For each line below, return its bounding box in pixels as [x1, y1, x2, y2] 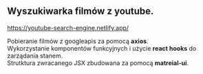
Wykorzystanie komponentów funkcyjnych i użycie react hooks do [7, 44, 197, 52]
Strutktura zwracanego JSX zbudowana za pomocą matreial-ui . [7, 58, 189, 67]
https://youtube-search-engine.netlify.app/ [7, 23, 129, 32]
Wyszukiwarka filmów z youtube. [7, 5, 154, 17]
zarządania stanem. [7, 51, 63, 60]
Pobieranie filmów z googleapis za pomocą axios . [7, 37, 149, 45]
